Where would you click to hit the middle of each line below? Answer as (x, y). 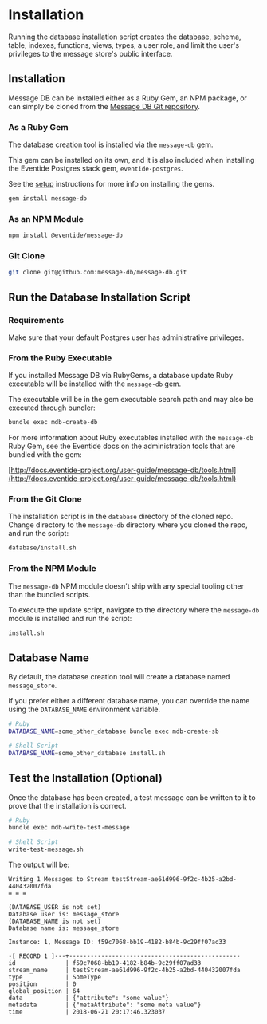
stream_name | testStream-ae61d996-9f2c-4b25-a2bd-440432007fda (124, 971)
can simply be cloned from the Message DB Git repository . (104, 106)
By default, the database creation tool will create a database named (119, 677)
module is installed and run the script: (70, 618)
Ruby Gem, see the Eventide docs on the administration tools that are (122, 446)
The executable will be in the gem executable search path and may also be (131, 400)
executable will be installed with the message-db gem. (95, 384)
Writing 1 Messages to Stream (59, 880)
